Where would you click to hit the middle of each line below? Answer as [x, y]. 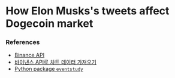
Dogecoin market [49, 24]
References [23, 42]
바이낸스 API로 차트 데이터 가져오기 [55, 62]
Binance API [29, 55]
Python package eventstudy [49, 69]
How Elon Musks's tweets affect [87, 11]
